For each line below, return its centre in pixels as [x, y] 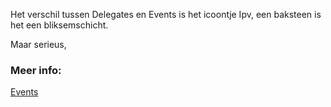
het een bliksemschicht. [59, 25]
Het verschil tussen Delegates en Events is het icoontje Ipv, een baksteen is [166, 14]
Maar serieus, [38, 44]
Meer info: [36, 70]
